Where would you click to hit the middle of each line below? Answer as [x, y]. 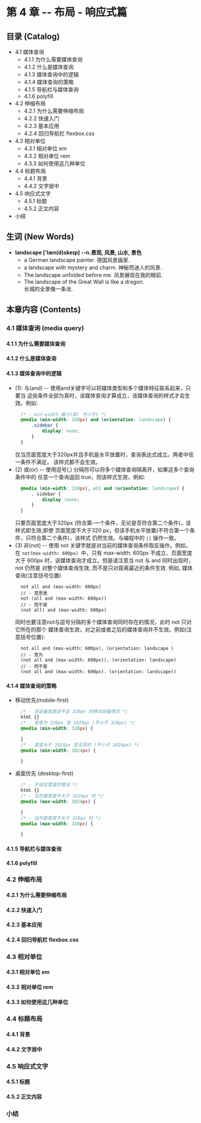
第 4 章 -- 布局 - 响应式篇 [67, 12]
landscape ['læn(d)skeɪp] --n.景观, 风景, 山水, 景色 [78, 252]
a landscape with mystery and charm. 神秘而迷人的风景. [93, 267]
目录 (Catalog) [33, 36]
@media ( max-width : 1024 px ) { [58, 802]
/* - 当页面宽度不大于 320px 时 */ [61, 818]
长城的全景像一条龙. [48, 288]
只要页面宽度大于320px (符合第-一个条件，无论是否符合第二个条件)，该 [103, 523]
